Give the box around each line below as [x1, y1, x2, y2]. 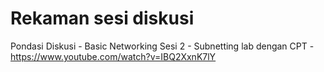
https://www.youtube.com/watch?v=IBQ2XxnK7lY [10, 50, 217, 62]
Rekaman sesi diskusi [10, 7, 195, 30]
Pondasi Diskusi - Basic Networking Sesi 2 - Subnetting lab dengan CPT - [10, 40, 315, 52]
